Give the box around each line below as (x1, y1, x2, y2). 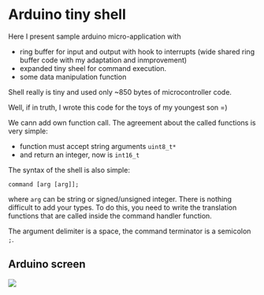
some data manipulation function (19, 72, 127, 81)
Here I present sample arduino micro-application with (8, 32, 181, 41)
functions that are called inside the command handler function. (8, 211, 213, 220)
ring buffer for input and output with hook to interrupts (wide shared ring (19, 47, 255, 56)
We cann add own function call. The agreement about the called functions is (8, 118, 256, 127)
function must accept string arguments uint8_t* (19, 141, 177, 151)
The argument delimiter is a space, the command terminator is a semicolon (8, 226, 251, 236)
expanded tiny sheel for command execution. (19, 63, 167, 73)
